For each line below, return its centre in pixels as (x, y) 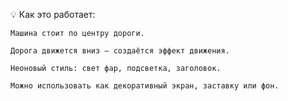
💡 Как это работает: (53, 14)
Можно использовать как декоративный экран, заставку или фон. (145, 86)
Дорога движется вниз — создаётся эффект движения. (120, 51)
